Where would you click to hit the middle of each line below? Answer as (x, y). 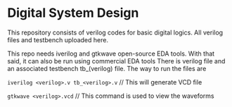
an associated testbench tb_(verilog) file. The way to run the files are (107, 68)
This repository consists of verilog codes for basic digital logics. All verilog (115, 32)
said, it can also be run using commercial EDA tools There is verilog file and (116, 61)
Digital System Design (73, 13)
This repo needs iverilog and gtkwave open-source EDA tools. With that (111, 53)
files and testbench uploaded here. (58, 39)
